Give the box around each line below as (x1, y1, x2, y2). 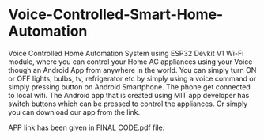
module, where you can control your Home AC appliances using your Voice (8, 57, 253, 66)
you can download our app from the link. (8, 107, 141, 116)
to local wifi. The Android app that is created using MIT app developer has (8, 90, 250, 100)
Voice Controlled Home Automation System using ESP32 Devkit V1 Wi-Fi (8, 48, 244, 58)
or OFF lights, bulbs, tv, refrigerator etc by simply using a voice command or (8, 74, 257, 83)
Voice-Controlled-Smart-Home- (8, 6, 224, 24)
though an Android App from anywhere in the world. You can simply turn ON (8, 65, 257, 74)
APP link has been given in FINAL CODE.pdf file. (8, 123, 165, 132)
